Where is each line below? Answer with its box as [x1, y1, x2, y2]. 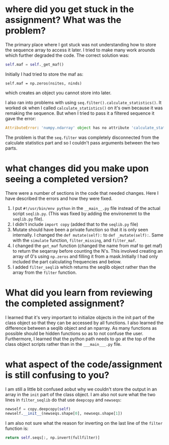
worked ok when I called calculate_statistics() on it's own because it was [5, 105, 163, 111]
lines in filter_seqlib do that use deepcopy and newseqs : [5, 397, 122, 403]
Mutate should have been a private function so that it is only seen [12, 227, 148, 233]
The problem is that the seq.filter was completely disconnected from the [5, 134, 159, 140]
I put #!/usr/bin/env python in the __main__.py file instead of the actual [12, 205, 161, 211]
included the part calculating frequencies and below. [12, 258, 122, 265]
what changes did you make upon [5, 163, 149, 174]
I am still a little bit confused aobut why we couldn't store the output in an [5, 386, 157, 392]
